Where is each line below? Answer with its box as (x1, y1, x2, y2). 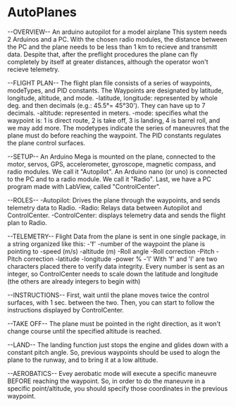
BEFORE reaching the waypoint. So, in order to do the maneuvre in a (7, 377, 206, 385)
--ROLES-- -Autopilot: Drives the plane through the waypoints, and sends (7, 195, 221, 205)
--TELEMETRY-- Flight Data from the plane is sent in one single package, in (7, 232, 226, 241)
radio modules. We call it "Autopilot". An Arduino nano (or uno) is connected (7, 167, 228, 176)
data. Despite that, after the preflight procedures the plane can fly (7, 50, 199, 59)
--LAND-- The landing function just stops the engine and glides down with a (7, 340, 229, 349)
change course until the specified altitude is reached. (7, 327, 162, 335)
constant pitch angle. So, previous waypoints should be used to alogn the (7, 348, 221, 356)
